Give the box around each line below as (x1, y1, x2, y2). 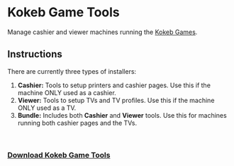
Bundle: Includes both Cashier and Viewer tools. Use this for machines (17, 111, 227, 119)
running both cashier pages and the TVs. (17, 118, 137, 127)
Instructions (7, 48, 62, 60)
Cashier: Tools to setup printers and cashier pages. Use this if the (17, 81, 211, 89)
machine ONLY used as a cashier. (17, 88, 117, 96)
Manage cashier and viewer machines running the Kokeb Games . (7, 28, 198, 36)
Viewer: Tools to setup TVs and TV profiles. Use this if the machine (17, 96, 215, 104)
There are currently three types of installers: (7, 67, 137, 75)
